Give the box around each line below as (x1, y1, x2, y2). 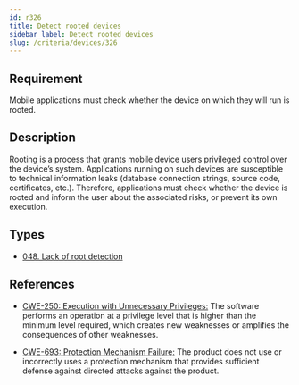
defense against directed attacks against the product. (21, 365, 220, 376)
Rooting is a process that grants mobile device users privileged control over (9, 154, 287, 164)
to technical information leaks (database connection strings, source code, (9, 172, 281, 183)
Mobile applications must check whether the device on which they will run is (9, 95, 290, 105)
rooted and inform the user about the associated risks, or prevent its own (9, 191, 278, 202)
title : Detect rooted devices (9, 21, 122, 30)
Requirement (9, 71, 83, 86)
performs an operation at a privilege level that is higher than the (21, 310, 257, 321)
